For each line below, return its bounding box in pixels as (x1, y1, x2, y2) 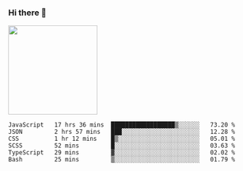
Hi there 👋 (8, 7, 47, 18)
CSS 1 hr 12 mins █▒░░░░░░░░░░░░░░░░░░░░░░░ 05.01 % (8, 135, 236, 143)
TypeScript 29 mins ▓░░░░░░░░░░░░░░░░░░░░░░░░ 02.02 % (8, 149, 236, 157)
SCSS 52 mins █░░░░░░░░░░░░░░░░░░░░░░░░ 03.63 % (8, 142, 236, 150)
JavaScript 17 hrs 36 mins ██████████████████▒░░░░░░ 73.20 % (8, 121, 236, 129)
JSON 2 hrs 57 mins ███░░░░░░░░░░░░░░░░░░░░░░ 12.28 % (8, 128, 236, 136)
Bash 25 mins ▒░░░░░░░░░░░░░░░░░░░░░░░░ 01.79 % (8, 156, 236, 164)
